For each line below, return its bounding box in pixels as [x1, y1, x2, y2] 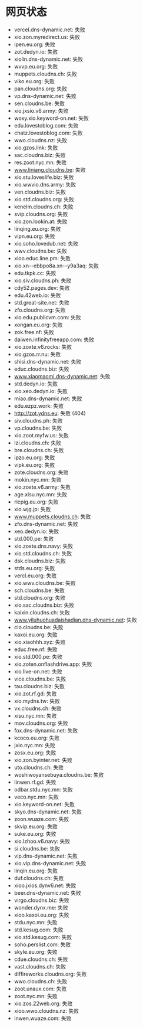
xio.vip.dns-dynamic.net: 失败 [14, 859, 87, 866]
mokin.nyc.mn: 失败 [14, 476, 62, 483]
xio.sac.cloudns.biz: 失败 [14, 601, 75, 609]
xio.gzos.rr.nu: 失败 [14, 351, 61, 358]
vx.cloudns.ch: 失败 [14, 705, 62, 712]
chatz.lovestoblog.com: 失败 [14, 129, 83, 136]
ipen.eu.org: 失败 [14, 41, 55, 48]
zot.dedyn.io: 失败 [14, 48, 58, 55]
